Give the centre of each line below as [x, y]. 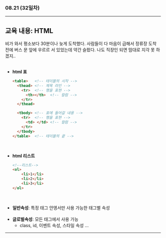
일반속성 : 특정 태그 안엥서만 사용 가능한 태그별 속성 [61, 208]
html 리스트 [24, 156]
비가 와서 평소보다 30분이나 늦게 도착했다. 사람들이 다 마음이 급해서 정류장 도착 [81, 44]
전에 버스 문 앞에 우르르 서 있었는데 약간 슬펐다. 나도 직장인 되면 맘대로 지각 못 [80, 50]
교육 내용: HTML [29, 31]
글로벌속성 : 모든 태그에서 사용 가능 [45, 219]
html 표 [20, 72]
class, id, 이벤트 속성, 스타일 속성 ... [54, 225]
